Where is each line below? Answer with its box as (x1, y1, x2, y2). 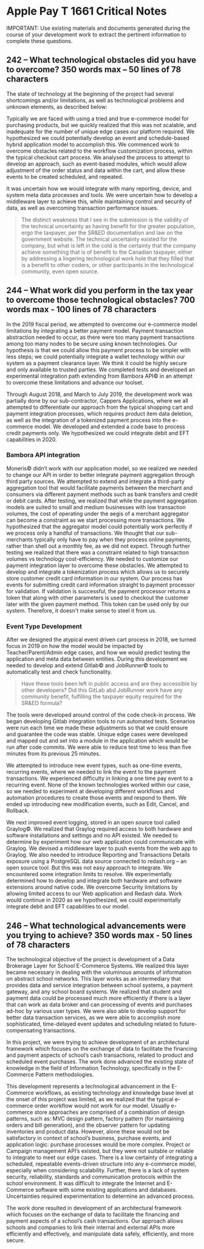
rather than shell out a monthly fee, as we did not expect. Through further (6, 542, 190, 549)
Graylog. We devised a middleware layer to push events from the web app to (6, 844, 198, 852)
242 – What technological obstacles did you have (6, 55, 196, 65)
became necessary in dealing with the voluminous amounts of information (6, 969, 192, 976)
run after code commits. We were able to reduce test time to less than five (6, 743, 191, 751)
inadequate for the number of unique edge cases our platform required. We (6, 128, 195, 135)
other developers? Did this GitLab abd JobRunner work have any (21, 686, 183, 694)
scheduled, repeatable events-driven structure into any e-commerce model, (6, 1160, 197, 1167)
